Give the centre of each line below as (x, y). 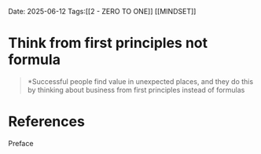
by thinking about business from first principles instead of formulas (136, 90)
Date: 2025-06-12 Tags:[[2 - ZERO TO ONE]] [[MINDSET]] (102, 11)
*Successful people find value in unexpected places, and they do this (140, 81)
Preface (21, 143)
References (46, 122)
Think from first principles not (108, 43)
